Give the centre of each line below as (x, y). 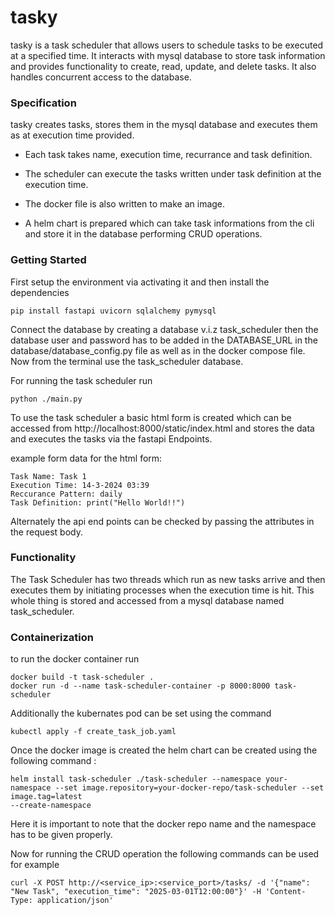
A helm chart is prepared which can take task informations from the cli (169, 223)
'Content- (286, 892)
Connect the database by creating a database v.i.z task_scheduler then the (164, 329)
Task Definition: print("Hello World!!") (98, 502)
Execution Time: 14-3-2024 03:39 (80, 485)
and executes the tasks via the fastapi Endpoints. (111, 438)
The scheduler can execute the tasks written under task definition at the (173, 174)
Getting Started (48, 260)
